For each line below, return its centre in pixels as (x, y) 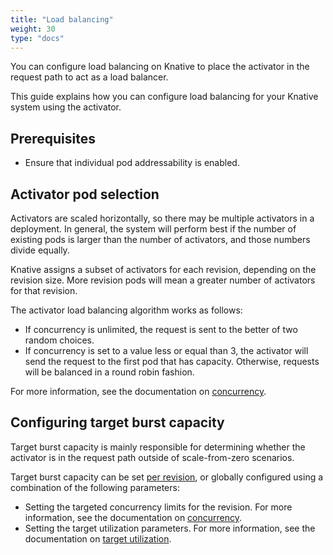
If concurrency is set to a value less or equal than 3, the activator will (166, 350)
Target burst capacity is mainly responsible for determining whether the (158, 447)
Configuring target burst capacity (117, 422)
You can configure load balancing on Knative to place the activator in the (160, 67)
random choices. (59, 340)
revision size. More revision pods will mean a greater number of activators (163, 280)
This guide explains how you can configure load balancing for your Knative (164, 97)
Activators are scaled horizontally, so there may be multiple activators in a (162, 218)
